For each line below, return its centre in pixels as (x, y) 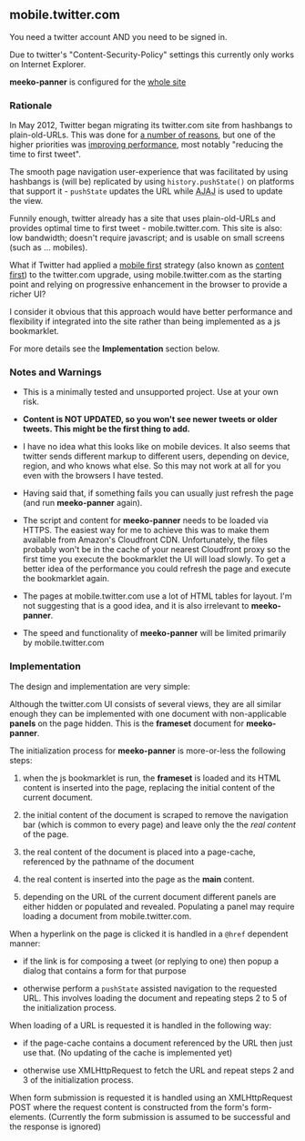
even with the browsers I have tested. (93, 476)
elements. (28, 1116)
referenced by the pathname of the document (108, 861)
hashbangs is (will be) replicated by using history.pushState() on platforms (152, 182)
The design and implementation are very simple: (100, 686)
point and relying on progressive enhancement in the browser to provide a (148, 285)
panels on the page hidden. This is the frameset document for (127, 723)
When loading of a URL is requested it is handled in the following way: (140, 1025)
